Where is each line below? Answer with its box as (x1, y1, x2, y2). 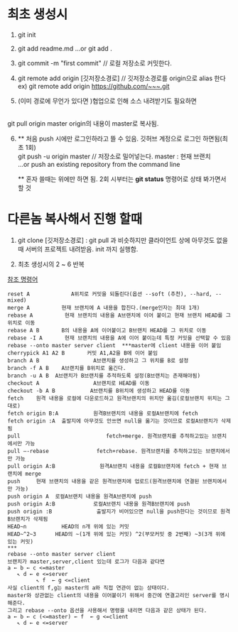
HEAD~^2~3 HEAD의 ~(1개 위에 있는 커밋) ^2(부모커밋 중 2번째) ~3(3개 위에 (7, 530, 226, 538)
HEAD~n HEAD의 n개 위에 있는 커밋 (7, 523, 129, 530)
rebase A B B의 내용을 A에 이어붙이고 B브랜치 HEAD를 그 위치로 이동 (7, 327, 207, 334)
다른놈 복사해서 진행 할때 (7, 211, 143, 227)
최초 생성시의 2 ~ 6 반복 (17, 260, 85, 268)
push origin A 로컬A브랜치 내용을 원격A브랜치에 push (7, 493, 152, 500)
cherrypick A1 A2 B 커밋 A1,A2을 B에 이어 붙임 (7, 349, 158, 356)
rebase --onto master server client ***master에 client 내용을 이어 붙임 (7, 342, 222, 349)
